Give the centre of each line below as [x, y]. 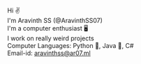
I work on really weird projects [51, 38]
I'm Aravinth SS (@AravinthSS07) [55, 21]
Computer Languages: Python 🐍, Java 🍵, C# [70, 46]
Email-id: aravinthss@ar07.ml [49, 53]
